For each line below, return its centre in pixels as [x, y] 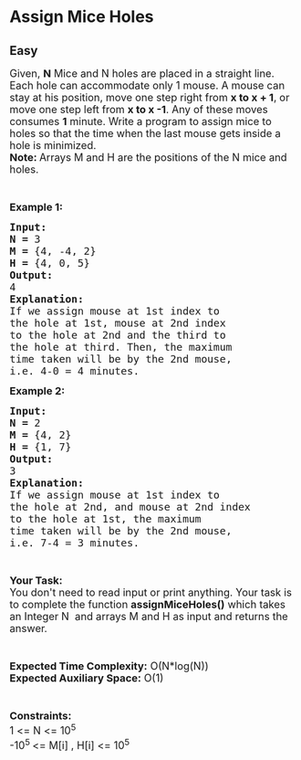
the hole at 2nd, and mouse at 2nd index [130, 507]
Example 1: [36, 207]
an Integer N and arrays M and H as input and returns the [149, 617]
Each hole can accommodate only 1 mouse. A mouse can [147, 86]
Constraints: [41, 716]
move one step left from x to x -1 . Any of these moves [139, 110]
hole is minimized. [53, 145]
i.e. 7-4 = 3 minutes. [74, 543]
